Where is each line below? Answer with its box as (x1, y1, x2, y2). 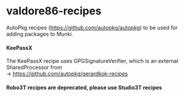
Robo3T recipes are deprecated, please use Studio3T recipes (6, 84, 162, 91)
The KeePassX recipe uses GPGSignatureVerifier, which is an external (6, 57, 179, 65)
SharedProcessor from (6, 64, 62, 71)
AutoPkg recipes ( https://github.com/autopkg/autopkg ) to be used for (6, 24, 178, 31)
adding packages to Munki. (6, 30, 74, 37)
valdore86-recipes (6, 4, 102, 18)
